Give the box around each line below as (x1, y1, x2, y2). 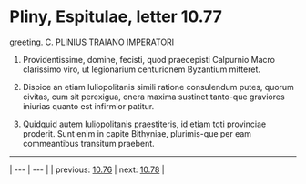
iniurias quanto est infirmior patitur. (22, 100, 155, 111)
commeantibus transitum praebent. (22, 138, 155, 148)
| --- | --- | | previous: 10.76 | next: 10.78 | (9, 164, 166, 175)
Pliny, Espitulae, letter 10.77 (9, 6, 223, 27)
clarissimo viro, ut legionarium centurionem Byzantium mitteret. (22, 64, 261, 75)
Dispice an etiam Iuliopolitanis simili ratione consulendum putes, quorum (22, 81, 294, 92)
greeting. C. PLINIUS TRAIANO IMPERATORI (9, 36, 175, 47)
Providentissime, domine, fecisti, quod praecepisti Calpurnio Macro (22, 54, 276, 65)
